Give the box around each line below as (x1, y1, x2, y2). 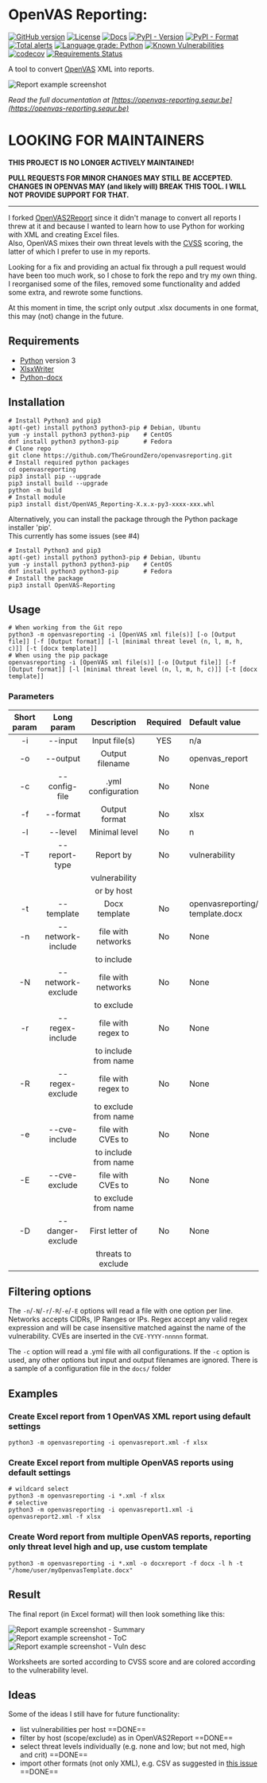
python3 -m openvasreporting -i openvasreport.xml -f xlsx (8, 1438, 208, 1447)
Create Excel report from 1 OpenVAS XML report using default (8, 1411, 251, 1422)
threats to (95, 1248, 132, 1259)
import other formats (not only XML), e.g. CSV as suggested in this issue (19, 1758, 258, 1768)
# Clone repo (8, 444, 52, 453)
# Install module (8, 493, 66, 501)
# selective (8, 1499, 48, 1507)
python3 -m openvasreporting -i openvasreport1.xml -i (8, 1506, 194, 1514)
